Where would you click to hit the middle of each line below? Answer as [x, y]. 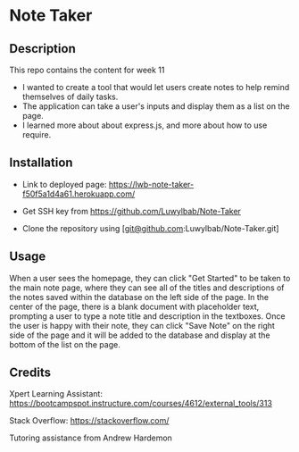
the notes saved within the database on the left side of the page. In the [139, 297]
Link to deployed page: [64, 184]
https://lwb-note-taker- [151, 184]
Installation [41, 163]
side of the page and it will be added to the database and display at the [140, 335]
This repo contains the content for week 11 [87, 70]
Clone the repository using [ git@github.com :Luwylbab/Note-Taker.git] [150, 228]
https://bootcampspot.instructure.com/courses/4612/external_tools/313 [141, 404]
